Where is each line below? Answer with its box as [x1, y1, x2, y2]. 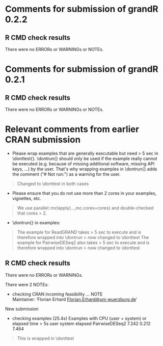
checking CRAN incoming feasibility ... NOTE [12, 291, 103, 297]
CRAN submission [5, 134, 81, 145]
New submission [5, 306, 39, 312]
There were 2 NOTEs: [5, 281, 49, 288]
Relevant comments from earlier [5, 124, 139, 135]
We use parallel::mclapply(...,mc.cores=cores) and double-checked [17, 205, 154, 211]
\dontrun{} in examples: [12, 219, 60, 225]
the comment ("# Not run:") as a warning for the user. [12, 171, 121, 177]
